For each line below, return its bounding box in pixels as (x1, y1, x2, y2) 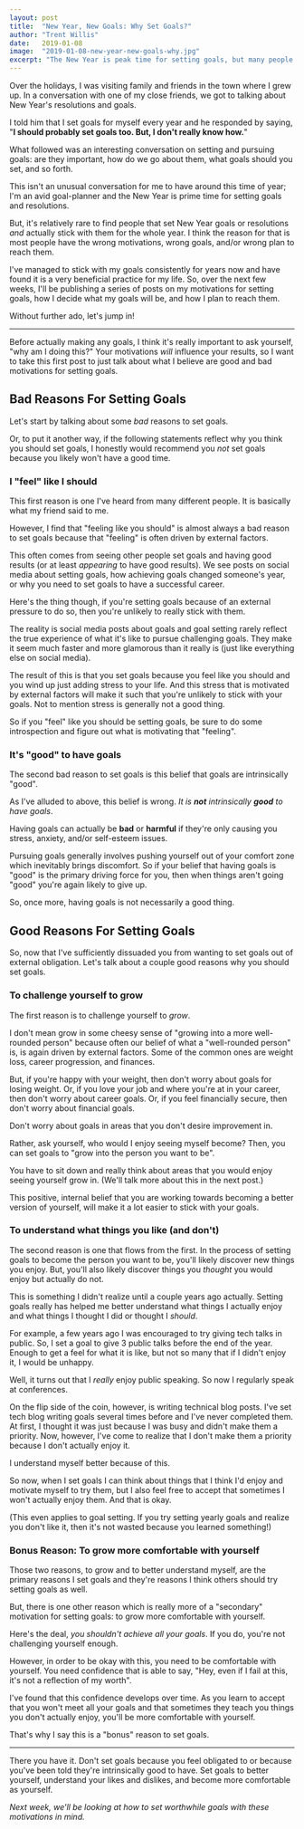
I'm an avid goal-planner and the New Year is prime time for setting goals (9, 191, 282, 201)
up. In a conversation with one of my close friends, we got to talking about (9, 90, 287, 101)
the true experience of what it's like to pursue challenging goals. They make (9, 633, 292, 644)
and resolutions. (9, 200, 70, 211)
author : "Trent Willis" (9, 30, 100, 39)
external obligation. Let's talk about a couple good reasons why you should (9, 957, 290, 968)
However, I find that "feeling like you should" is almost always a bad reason (9, 522, 290, 534)
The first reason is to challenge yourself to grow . (9, 1010, 191, 1020)
